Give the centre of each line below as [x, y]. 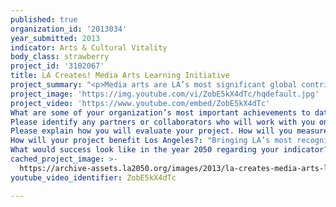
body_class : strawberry [60, 57]
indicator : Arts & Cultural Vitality [89, 47]
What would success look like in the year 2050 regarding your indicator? [169, 150]
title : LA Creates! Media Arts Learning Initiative [120, 76]
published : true [44, 19]
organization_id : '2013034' [69, 29]
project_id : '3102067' [57, 66]
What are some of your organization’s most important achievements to [160, 112]
